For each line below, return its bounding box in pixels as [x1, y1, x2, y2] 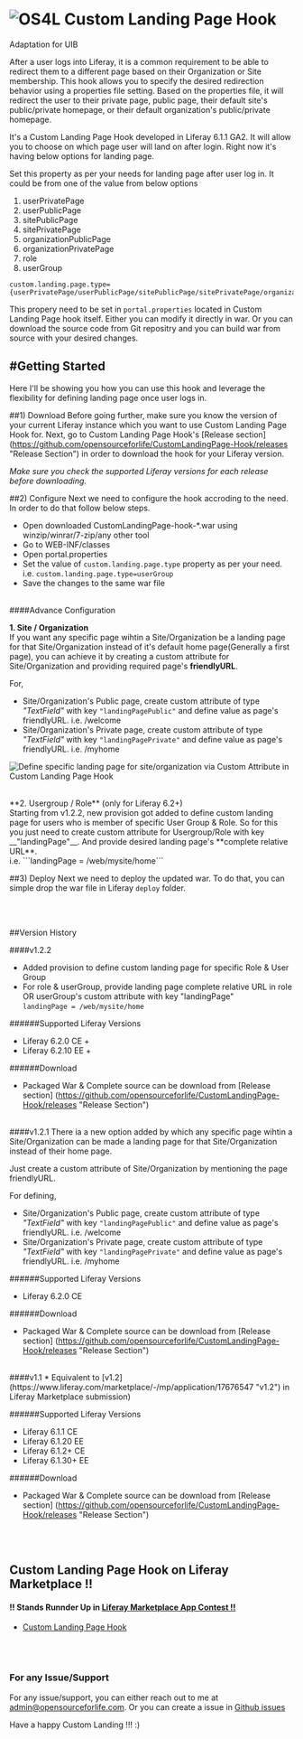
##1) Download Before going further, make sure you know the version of [9, 409, 278, 420]
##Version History [9, 927, 77, 938]
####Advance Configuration [9, 604, 115, 615]
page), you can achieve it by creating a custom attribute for [9, 650, 230, 661]
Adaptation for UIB [9, 39, 78, 50]
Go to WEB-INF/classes [22, 538, 111, 550]
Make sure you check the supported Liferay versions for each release [9, 465, 269, 476]
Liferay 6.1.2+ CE [22, 1445, 86, 1456]
